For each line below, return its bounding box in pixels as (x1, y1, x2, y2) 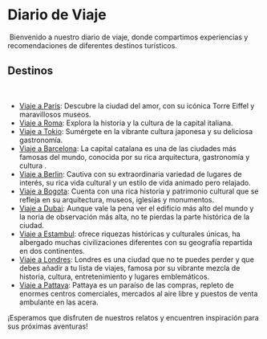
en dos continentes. (18, 246, 85, 255)
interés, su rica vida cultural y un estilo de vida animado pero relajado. (18, 178, 251, 187)
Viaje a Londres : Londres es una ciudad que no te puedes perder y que (18, 255, 254, 264)
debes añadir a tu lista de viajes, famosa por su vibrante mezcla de (18, 263, 241, 272)
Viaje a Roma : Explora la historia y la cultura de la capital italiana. (18, 118, 233, 128)
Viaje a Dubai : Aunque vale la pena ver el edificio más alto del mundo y (18, 203, 254, 213)
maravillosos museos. (18, 109, 91, 119)
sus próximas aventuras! (7, 321, 89, 331)
